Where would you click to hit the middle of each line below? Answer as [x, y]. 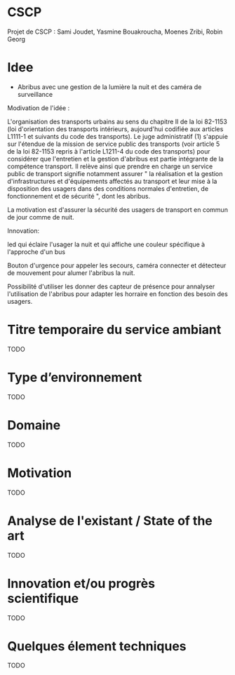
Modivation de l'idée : [39, 108]
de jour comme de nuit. [41, 217]
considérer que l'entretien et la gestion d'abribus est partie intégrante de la [116, 159]
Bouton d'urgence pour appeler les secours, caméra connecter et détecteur [117, 265]
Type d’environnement [75, 377]
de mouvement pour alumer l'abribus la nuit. [71, 273]
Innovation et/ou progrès [81, 583]
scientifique [43, 598]
